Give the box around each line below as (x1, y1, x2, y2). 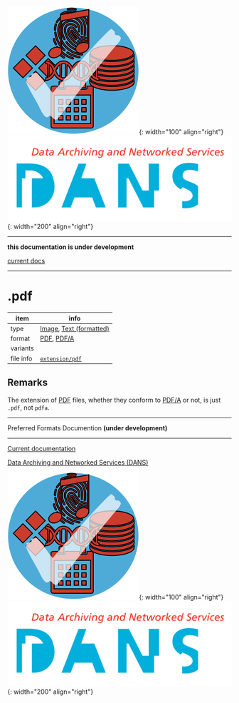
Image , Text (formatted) (40, 324, 110, 333)
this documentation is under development (7, 243, 134, 251)
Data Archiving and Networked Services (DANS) (7, 457, 149, 467)
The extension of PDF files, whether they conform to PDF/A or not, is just (7, 395, 221, 404)
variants (10, 344, 34, 353)
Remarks (7, 377, 48, 389)
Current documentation (7, 444, 76, 452)
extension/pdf (40, 355, 82, 363)
